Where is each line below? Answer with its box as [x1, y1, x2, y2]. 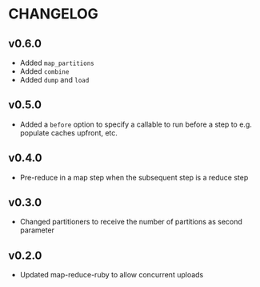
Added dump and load [19, 75, 90, 84]
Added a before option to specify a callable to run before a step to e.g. [19, 119, 252, 129]
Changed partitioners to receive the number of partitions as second [19, 217, 242, 227]
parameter [19, 225, 54, 235]
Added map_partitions [19, 58, 94, 67]
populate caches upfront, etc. [19, 127, 118, 137]
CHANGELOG [8, 5, 98, 23]
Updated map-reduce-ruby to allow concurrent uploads [19, 270, 204, 280]
